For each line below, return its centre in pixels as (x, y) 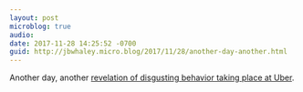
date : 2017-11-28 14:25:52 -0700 (73, 43)
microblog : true (40, 26)
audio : (22, 35)
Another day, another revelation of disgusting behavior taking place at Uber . (152, 77)
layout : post (34, 18)
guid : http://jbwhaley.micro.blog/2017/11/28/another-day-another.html (148, 52)
